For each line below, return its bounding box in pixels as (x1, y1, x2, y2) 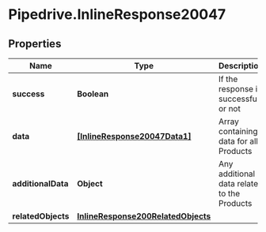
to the (218, 188, 240, 199)
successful (218, 93, 260, 104)
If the (218, 73, 238, 84)
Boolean (77, 88, 109, 99)
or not (218, 103, 241, 114)
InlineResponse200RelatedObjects (77, 211, 211, 222)
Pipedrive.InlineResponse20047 (8, 6, 226, 24)
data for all (218, 136, 259, 147)
